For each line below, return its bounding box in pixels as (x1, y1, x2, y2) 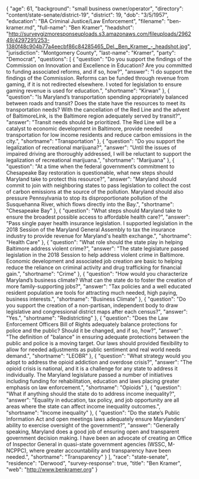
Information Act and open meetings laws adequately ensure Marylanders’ (6, 415, 186, 423)
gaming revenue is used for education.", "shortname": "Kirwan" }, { (6, 87, 170, 94)
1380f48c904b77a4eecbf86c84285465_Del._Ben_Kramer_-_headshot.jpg (6, 43, 188, 50)
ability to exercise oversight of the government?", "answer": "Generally (6, 422, 179, 428)
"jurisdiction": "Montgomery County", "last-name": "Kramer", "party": (6, 49, 176, 56)
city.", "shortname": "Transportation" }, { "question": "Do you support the (6, 138, 185, 144)
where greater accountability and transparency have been (29, 447, 171, 454)
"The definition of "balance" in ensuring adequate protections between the (6, 333, 189, 341)
